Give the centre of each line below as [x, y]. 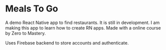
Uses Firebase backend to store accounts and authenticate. [67, 42]
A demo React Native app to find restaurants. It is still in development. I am [82, 22]
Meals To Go [32, 9]
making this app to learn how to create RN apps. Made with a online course [83, 27]
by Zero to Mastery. [26, 33]
